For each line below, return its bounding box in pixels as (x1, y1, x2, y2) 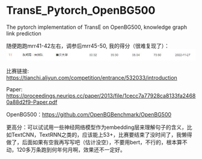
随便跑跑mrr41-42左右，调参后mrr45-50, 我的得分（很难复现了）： (6, 42, 170, 49)
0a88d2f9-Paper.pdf (6, 98, 58, 106)
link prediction (6, 29, 42, 37)
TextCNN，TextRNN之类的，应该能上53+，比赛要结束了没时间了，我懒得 (11, 131, 192, 138)
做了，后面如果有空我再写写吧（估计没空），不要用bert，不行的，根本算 (6, 139, 182, 146)
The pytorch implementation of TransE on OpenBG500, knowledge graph (6, 23, 188, 31)
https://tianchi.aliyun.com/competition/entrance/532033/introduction (6, 74, 177, 81)
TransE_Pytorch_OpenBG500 (6, 4, 156, 17)
